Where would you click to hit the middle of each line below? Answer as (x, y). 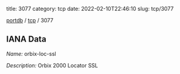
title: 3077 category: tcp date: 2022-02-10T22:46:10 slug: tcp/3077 (90, 9)
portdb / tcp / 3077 (30, 20)
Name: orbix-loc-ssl (31, 54)
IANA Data (26, 39)
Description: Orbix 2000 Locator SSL (52, 65)
